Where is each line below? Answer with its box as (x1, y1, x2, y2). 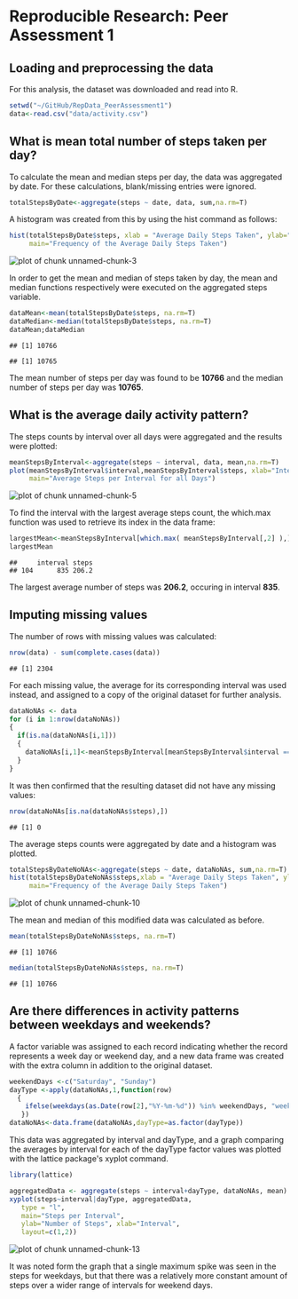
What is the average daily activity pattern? (9, 408, 249, 423)
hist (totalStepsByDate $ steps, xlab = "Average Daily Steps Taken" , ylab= (9, 231, 288, 241)
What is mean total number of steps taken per (9, 134, 268, 149)
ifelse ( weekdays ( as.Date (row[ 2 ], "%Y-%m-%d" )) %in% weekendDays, (25, 1102, 268, 1111)
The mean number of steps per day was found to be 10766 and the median (9, 372, 284, 383)
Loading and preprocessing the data (9, 60, 214, 75)
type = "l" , (20, 1203, 66, 1212)
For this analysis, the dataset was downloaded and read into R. (9, 84, 239, 94)
